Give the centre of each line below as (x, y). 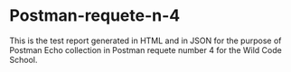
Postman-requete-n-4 (95, 16)
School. (23, 59)
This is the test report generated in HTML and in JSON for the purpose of (145, 40)
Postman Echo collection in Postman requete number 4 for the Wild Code (145, 49)
